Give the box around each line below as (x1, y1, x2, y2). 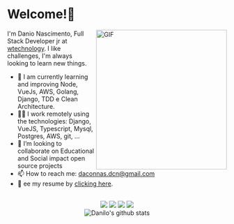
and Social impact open (17, 154, 86, 163)
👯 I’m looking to (17, 139, 63, 147)
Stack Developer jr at (7, 36, 68, 45)
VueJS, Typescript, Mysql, (17, 124, 93, 133)
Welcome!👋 (7, 6, 75, 22)
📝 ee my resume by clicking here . (17, 179, 114, 188)
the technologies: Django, (17, 117, 92, 125)
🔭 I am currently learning (17, 73, 88, 81)
